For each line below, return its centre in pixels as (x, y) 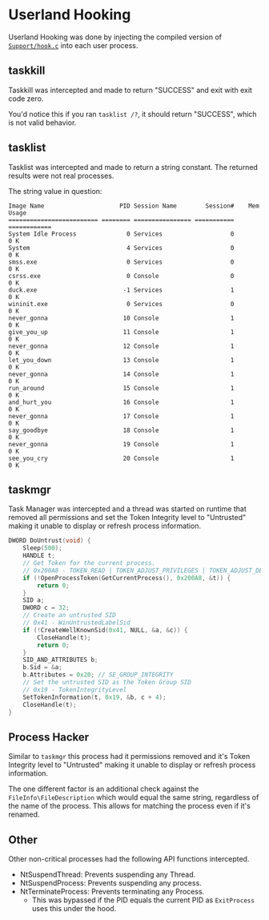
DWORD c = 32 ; (46, 608)
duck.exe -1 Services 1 (121, 290)
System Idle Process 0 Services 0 (121, 234)
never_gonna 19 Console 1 (121, 444)
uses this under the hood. (74, 908)
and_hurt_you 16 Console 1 (121, 402)
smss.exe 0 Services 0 (121, 262)
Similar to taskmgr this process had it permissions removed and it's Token (129, 757)
